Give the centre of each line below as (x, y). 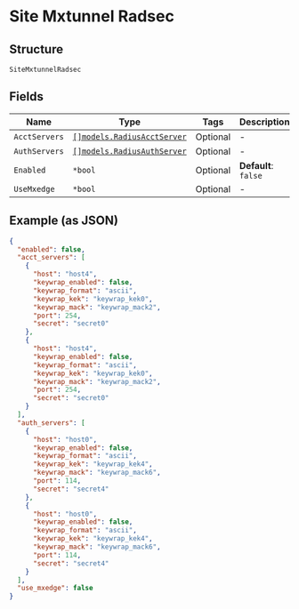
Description (265, 122)
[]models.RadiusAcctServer (129, 136)
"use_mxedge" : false (55, 589)
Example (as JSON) (64, 221)
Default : (256, 165)
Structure (36, 49)
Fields (27, 96)
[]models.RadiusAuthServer (129, 151)
